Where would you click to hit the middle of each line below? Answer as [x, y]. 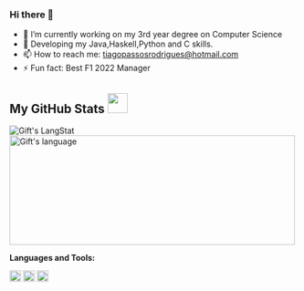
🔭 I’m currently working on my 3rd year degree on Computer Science [152, 35]
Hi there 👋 [32, 15]
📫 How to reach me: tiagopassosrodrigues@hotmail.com [131, 55]
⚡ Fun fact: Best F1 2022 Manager [86, 68]
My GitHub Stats [57, 109]
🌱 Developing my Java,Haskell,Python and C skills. [118, 44]
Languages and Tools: [52, 258]
